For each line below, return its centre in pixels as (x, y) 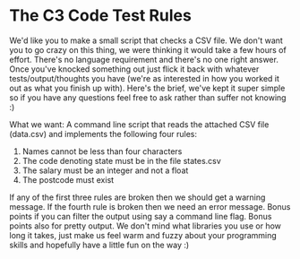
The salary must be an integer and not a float (105, 170)
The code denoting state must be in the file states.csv (121, 160)
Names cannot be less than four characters (102, 151)
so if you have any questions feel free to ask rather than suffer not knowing (148, 97)
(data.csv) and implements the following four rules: (103, 134)
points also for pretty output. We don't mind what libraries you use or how (146, 226)
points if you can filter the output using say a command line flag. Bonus (141, 216)
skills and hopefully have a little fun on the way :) (99, 245)
